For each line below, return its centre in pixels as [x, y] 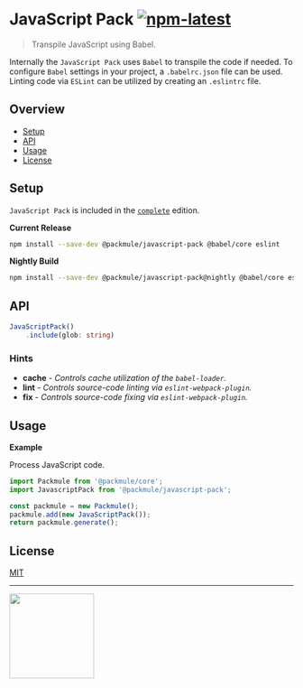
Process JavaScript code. [57, 464]
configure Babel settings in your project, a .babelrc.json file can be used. [146, 71]
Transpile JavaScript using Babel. [93, 44]
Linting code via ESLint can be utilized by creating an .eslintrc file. [135, 80]
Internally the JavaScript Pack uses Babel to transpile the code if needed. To [151, 61]
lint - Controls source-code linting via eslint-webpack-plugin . [137, 387]
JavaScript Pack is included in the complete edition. [105, 210]
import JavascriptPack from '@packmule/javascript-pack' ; [120, 489]
